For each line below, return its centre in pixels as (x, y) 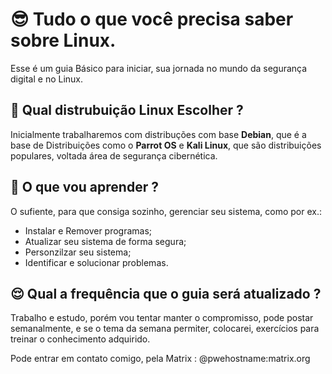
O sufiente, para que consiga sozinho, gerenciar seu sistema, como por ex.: (166, 211)
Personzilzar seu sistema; (78, 252)
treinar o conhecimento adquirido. (80, 339)
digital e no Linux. (47, 79)
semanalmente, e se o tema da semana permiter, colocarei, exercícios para (165, 329)
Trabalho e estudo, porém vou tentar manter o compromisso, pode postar (162, 318)
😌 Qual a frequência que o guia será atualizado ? (166, 293)
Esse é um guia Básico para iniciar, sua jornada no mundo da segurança (159, 68)
